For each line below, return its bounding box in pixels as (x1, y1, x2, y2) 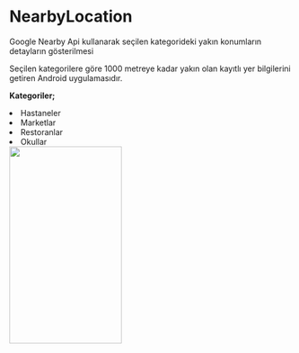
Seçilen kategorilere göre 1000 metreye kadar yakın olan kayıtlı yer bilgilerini (9, 63, 291, 74)
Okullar (21, 136, 48, 147)
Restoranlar (21, 126, 64, 137)
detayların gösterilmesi (9, 45, 94, 56)
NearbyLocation (9, 6, 133, 27)
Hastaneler (21, 107, 61, 118)
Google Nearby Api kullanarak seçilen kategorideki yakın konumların (9, 36, 262, 47)
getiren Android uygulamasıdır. (9, 72, 123, 83)
